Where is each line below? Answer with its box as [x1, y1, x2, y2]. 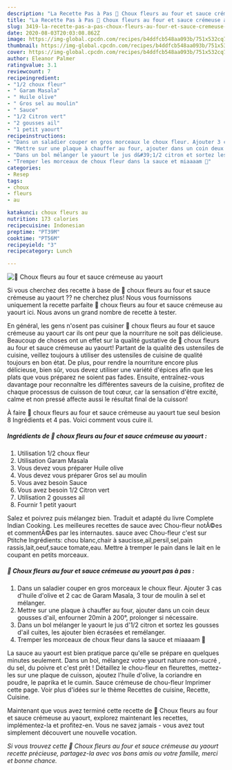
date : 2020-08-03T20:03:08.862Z [7, 29, 100, 37]
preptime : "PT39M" [7, 228, 60, 235]
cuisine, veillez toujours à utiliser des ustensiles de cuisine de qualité [7, 351, 203, 360]
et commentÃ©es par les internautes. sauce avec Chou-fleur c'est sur [7, 529, 207, 537]
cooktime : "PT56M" [7, 235, 60, 242]
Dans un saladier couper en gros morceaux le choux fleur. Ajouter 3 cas [17, 584, 222, 592]
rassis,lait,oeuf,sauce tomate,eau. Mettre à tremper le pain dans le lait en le [7, 544, 221, 552]
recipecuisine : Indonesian [7, 222, 85, 229]
